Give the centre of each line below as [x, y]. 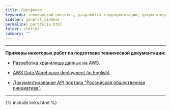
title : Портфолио [24, 10]
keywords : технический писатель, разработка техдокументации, [73, 15]
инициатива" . [27, 88]
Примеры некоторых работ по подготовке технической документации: [85, 53]
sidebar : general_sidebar [33, 19]
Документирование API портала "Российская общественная [79, 82]
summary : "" [18, 34]
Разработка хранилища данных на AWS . [56, 63]
